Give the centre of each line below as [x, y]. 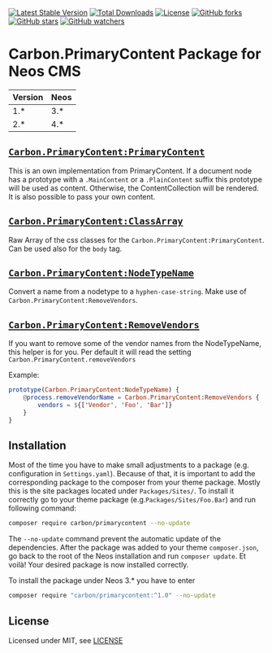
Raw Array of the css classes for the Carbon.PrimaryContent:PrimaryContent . [136, 239]
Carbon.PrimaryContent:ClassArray [96, 221]
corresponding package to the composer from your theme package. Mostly [135, 482]
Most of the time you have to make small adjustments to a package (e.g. [129, 465]
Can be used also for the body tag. [65, 248]
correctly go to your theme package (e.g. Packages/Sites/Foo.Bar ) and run [132, 500]
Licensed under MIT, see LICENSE [66, 640]
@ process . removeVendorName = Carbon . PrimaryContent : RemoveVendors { [141, 398]
